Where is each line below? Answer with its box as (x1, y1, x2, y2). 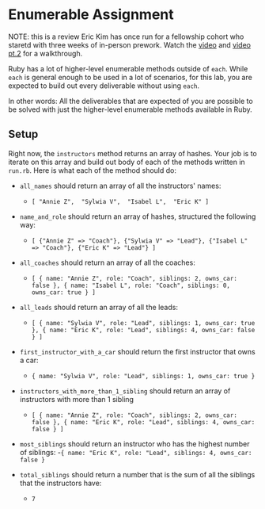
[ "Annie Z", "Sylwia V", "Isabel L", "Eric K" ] (31, 197, 210, 205)
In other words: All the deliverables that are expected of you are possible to (8, 96, 253, 105)
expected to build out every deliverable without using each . (8, 81, 200, 90)
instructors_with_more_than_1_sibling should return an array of (19, 386, 231, 396)
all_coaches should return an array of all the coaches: (19, 258, 195, 267)
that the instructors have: (19, 478, 102, 488)
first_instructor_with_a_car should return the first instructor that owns (19, 346, 256, 356)
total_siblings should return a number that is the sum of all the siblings (19, 469, 256, 479)
